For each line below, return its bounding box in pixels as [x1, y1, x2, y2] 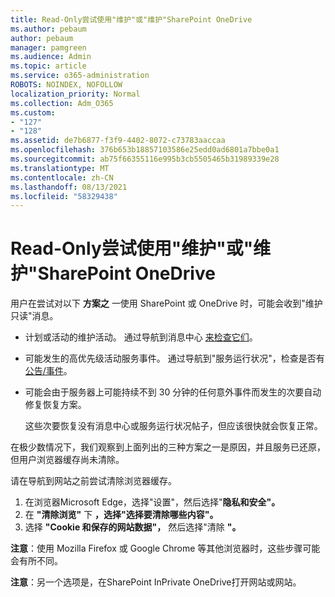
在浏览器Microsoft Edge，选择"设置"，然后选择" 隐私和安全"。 [24, 496, 281, 508]
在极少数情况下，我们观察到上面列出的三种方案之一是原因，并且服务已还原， [10, 441, 326, 453]
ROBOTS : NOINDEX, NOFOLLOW [10, 80, 123, 90]
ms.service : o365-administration [10, 71, 150, 81]
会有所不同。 [10, 555, 63, 567]
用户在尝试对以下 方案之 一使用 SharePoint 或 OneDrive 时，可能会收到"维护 [10, 297, 323, 310]
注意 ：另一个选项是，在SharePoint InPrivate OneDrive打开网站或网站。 [10, 576, 302, 588]
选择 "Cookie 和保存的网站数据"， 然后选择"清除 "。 [24, 521, 242, 533]
